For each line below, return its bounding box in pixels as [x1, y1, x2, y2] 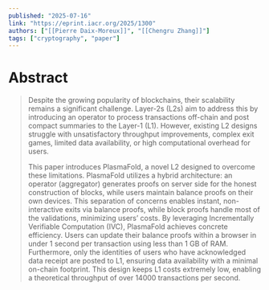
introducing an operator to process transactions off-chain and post [27, 112, 250, 122]
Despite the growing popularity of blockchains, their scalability [27, 96, 235, 105]
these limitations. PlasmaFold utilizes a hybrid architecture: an [27, 170, 233, 181]
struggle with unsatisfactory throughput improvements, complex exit [27, 129, 255, 139]
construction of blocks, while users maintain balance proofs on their [27, 188, 254, 198]
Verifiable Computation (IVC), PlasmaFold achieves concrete [27, 222, 229, 231]
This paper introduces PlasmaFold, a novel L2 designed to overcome [27, 162, 255, 172]
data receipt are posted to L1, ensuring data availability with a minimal [27, 256, 259, 266]
